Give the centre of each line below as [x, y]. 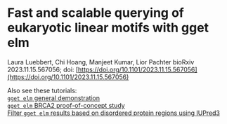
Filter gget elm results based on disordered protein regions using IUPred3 [113, 113]
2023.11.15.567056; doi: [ [43, 69]
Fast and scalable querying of [96, 13]
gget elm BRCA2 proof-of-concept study [66, 105]
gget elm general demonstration [54, 98]
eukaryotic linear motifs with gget [108, 28]
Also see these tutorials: [42, 90]
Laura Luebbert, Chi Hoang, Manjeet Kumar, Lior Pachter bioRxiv [101, 62]
